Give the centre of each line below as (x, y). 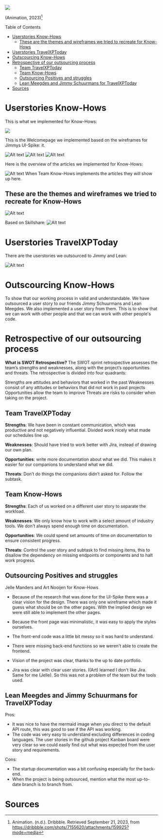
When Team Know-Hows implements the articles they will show (89, 173)
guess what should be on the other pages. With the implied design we (82, 607)
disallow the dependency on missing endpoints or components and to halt (79, 555)
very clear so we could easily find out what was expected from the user (83, 745)
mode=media (25, 833)
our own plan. (19, 450)
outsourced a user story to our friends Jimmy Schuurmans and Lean (73, 303)
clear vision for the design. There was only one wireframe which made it (84, 602)
